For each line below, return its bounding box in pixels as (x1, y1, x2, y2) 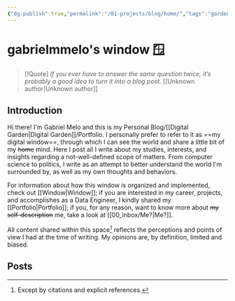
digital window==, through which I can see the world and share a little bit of (7, 138, 225, 147)
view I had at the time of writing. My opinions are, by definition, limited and (7, 233, 222, 242)
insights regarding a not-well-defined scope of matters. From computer (7, 153, 213, 161)
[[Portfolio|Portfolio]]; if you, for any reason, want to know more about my (7, 203, 219, 212)
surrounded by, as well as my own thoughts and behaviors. (7, 168, 177, 176)
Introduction (7, 104, 63, 116)
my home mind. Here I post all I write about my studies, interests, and (7, 145, 207, 154)
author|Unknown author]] (24, 85, 98, 93)
